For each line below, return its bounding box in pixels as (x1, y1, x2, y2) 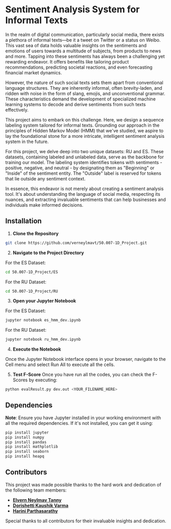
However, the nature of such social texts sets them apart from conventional (5, 79, 163, 86)
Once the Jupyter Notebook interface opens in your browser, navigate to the (5, 356, 166, 362)
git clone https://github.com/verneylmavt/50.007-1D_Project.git (5, 240, 147, 246)
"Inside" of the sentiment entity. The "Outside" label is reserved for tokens (5, 170, 162, 176)
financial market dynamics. (5, 69, 62, 75)
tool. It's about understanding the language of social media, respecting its (5, 191, 161, 197)
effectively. (5, 107, 29, 113)
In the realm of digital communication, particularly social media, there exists (5, 31, 164, 37)
